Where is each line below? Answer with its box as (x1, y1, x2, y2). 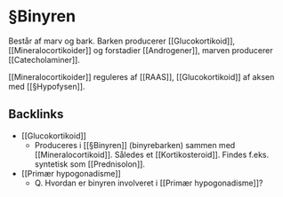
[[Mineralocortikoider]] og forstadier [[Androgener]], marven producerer (8, 44, 273, 55)
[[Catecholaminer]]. (8, 54, 81, 65)
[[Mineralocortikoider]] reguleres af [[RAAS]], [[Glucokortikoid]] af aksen (8, 71, 275, 82)
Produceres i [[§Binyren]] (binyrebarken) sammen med (34, 139, 236, 150)
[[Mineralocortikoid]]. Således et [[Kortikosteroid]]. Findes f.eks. (34, 149, 270, 160)
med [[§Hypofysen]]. (8, 81, 85, 91)
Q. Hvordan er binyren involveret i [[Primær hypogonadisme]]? (34, 177, 263, 188)
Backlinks (8, 106, 64, 122)
